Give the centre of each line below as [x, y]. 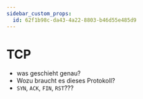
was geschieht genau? [48, 73]
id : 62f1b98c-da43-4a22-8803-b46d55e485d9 [75, 20]
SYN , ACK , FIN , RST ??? [45, 88]
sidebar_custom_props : [39, 13]
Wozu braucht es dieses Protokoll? [66, 81]
